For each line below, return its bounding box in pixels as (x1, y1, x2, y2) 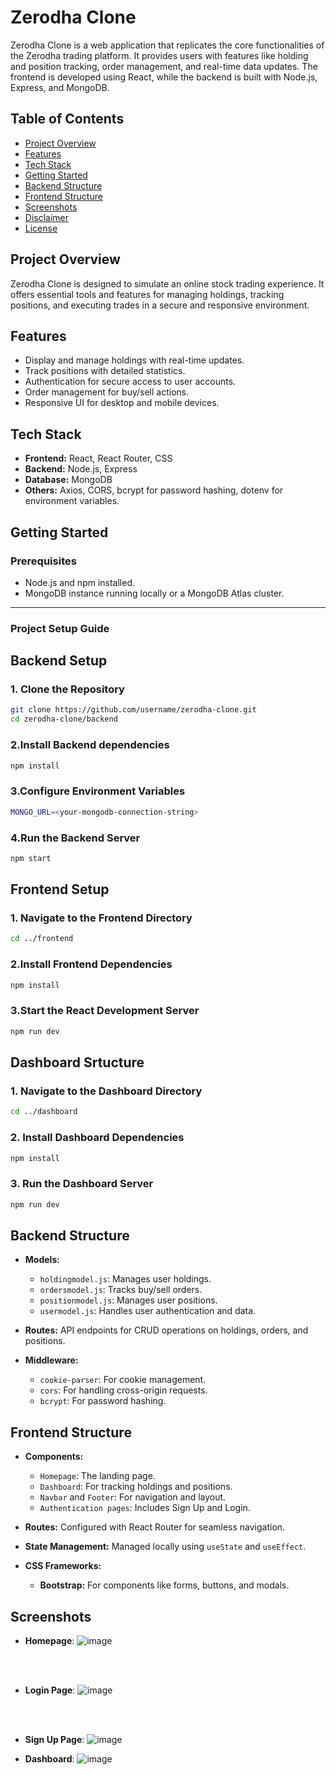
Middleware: (24, 1354, 79, 1366)
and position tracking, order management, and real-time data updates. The (10, 60, 318, 72)
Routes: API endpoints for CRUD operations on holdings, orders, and (24, 1324, 309, 1336)
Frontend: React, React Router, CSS (24, 452, 173, 465)
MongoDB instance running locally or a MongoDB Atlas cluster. (24, 587, 285, 599)
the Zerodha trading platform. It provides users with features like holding (10, 49, 309, 61)
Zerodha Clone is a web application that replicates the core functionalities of (10, 39, 325, 51)
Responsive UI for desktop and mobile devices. (24, 397, 220, 409)
